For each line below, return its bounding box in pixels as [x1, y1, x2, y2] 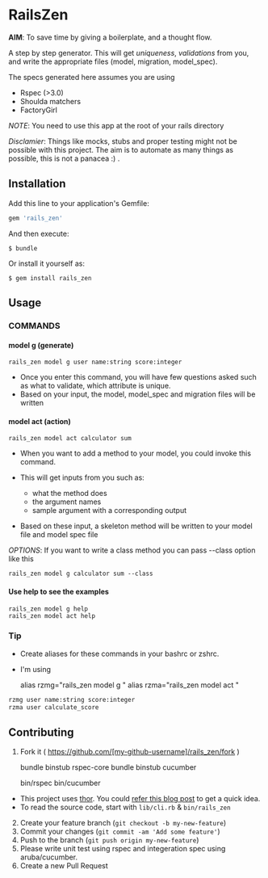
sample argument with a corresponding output [31, 506, 187, 515]
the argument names [31, 497, 102, 506]
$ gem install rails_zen [8, 274, 92, 282]
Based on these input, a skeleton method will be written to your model [19, 521, 253, 531]
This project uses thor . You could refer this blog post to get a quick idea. [19, 794, 261, 804]
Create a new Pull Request [19, 861, 109, 871]
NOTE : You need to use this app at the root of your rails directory [8, 120, 224, 130]
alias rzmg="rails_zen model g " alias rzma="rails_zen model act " [19, 680, 240, 690]
